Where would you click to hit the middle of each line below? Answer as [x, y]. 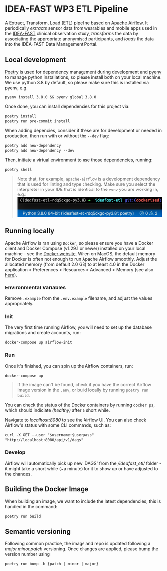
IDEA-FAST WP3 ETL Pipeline [67, 9]
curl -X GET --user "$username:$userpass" [50, 435]
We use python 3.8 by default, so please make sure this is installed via [77, 82]
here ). [11, 275]
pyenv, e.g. [17, 88]
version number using [28, 554]
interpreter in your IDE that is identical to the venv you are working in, [88, 189]
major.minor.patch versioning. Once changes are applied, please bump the [82, 549]
